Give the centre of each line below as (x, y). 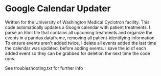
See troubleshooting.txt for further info (44, 68)
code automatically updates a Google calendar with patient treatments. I (78, 27)
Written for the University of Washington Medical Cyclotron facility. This (77, 22)
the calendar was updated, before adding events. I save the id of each (76, 48)
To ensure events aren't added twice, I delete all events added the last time (81, 43)
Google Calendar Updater (58, 9)
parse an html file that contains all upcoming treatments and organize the (79, 32)
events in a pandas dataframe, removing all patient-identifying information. (80, 38)
